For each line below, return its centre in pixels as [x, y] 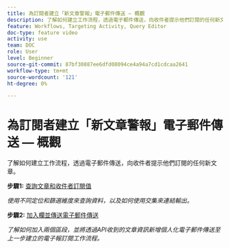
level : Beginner [30, 58]
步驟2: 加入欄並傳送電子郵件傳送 [53, 215]
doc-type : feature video [42, 33]
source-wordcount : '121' [42, 77]
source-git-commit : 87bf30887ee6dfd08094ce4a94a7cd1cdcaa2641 [98, 64]
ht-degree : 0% [27, 84]
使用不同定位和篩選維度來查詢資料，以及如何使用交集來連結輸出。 [100, 201]
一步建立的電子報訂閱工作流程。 [58, 238]
